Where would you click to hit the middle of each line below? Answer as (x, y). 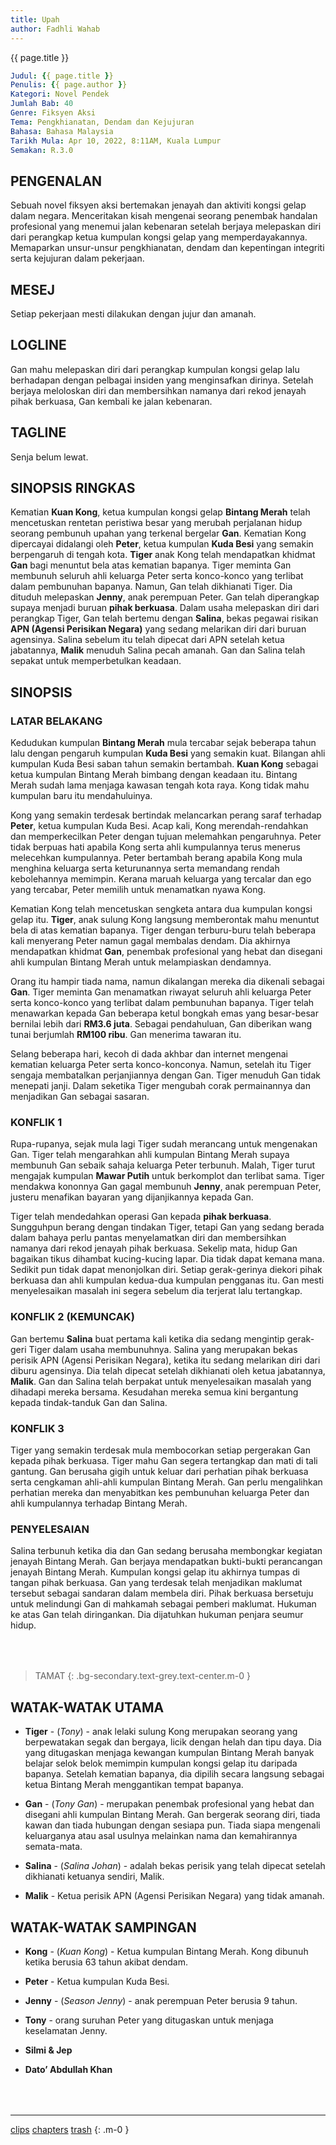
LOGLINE (38, 345)
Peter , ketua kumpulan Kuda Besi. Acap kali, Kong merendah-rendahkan (159, 826)
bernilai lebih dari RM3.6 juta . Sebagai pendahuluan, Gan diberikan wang (161, 1024)
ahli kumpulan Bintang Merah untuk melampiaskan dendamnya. (141, 962)
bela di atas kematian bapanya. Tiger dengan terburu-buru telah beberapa (163, 930)
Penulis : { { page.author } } (69, 85)
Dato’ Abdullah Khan (68, 2069)
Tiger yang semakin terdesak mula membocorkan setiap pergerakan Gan (160, 1450)
